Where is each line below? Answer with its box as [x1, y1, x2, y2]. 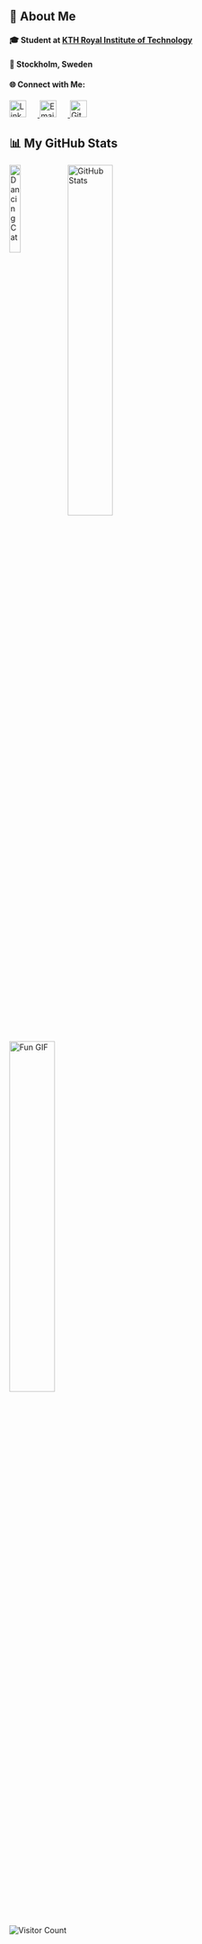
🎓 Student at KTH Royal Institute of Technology [9, 34, 193, 45]
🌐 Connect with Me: [9, 79, 85, 90]
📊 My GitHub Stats [9, 136, 119, 151]
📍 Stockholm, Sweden [9, 58, 93, 69]
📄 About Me [9, 9, 76, 24]
